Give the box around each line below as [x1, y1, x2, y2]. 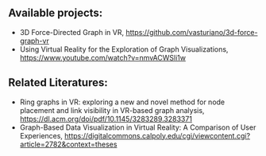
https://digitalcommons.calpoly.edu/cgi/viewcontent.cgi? [64, 131, 251, 140]
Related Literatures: [8, 76, 109, 90]
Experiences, [19, 131, 64, 140]
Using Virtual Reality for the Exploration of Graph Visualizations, [19, 44, 229, 54]
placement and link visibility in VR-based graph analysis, [19, 105, 205, 115]
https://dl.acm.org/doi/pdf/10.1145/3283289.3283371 [19, 114, 193, 123]
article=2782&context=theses [19, 139, 118, 149]
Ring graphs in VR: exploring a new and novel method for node [19, 97, 226, 107]
